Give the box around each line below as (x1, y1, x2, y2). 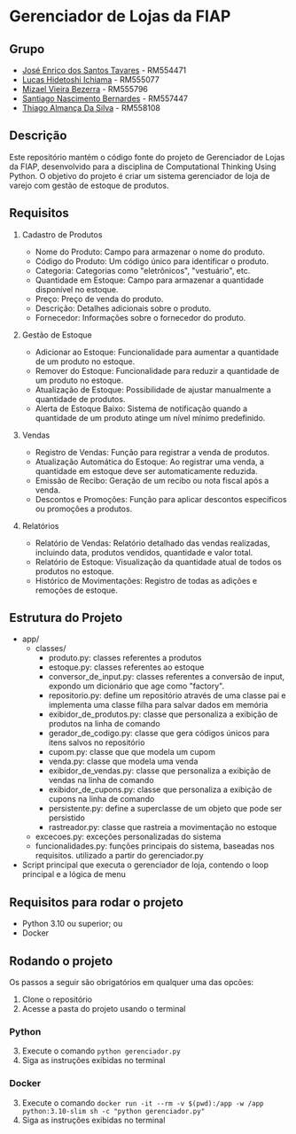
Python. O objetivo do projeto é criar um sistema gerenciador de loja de (9, 170, 270, 181)
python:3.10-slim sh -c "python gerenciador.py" (21, 1107, 206, 1115)
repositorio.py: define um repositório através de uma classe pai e (48, 690, 286, 701)
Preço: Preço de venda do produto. (35, 293, 164, 304)
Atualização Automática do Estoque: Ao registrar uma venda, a (35, 456, 264, 467)
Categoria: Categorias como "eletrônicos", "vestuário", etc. (35, 265, 251, 276)
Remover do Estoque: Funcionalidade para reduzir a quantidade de (35, 365, 280, 376)
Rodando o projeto (9, 953, 113, 968)
